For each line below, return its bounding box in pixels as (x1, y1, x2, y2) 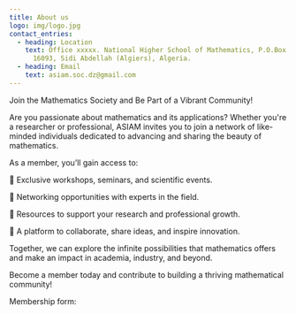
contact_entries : (9, 29, 73, 38)
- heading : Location (17, 37, 93, 47)
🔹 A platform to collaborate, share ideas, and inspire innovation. (9, 226, 240, 236)
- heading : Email (17, 63, 81, 72)
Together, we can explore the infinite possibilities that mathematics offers (9, 242, 277, 253)
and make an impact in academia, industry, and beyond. (9, 252, 213, 263)
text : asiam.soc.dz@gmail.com (25, 71, 137, 80)
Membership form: (9, 295, 77, 306)
